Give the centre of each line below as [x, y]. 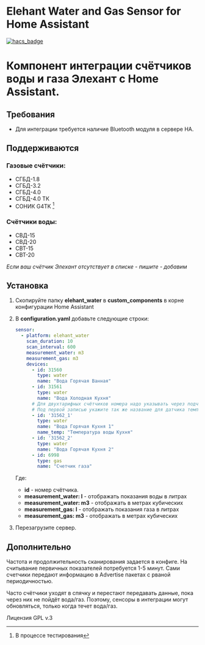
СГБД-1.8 [27, 179]
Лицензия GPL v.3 [30, 618]
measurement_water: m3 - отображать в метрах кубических [104, 503]
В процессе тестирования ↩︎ [52, 636]
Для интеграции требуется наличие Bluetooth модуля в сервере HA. [104, 129]
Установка [27, 286]
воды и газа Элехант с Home [82, 79]
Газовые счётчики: [36, 166]
